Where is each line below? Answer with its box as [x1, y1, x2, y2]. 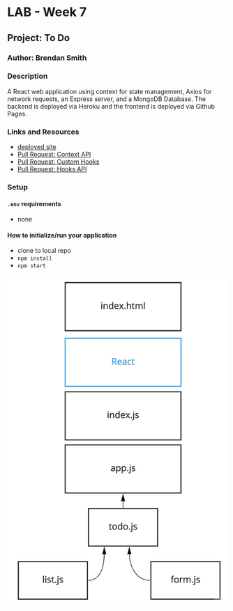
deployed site [17, 143, 57, 151]
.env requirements [7, 199, 61, 208]
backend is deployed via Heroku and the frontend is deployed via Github [7, 102, 215, 110]
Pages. [7, 109, 27, 118]
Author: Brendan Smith [7, 53, 87, 63]
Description [7, 71, 48, 81]
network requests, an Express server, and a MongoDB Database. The [7, 95, 206, 103]
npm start [17, 263, 47, 270]
